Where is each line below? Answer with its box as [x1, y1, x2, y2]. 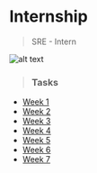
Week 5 [22, 135, 51, 146]
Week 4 [22, 125, 51, 136]
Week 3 [22, 115, 51, 127]
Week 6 [22, 144, 51, 155]
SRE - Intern [31, 36, 76, 47]
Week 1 [22, 96, 49, 107]
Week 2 [22, 106, 51, 117]
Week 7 [22, 154, 51, 165]
